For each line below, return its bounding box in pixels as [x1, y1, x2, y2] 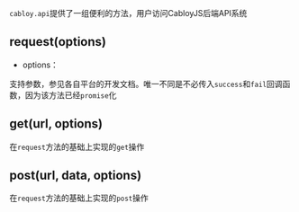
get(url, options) [9, 116, 104, 132]
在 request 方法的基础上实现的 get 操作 [9, 141, 145, 152]
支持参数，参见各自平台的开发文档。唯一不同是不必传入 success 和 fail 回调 [9, 78, 283, 89]
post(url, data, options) [9, 168, 142, 183]
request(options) [9, 34, 106, 49]
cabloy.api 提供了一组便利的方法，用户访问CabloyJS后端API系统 [9, 8, 248, 18]
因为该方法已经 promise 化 [24, 89, 117, 101]
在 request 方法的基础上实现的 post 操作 [9, 192, 149, 204]
